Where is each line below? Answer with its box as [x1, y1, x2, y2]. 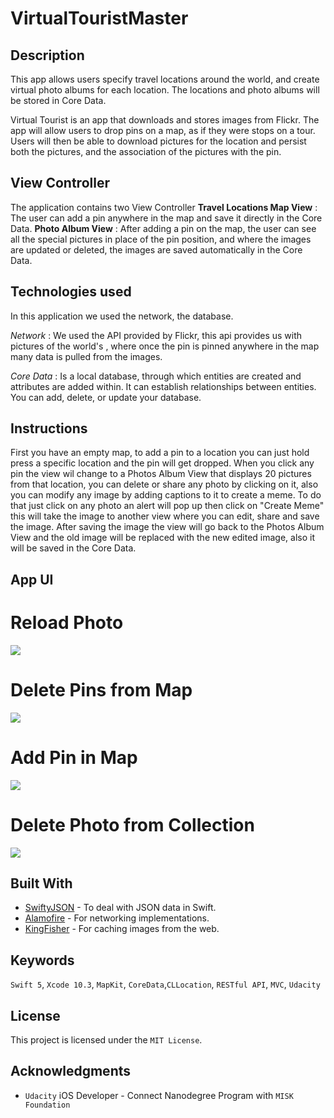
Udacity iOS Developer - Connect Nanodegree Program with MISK [24, 1089, 294, 1101]
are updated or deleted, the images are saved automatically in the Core [10, 243, 303, 256]
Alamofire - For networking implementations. [24, 912, 210, 924]
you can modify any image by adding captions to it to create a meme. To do [10, 489, 322, 501]
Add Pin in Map [10, 746, 138, 769]
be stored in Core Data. [10, 95, 107, 106]
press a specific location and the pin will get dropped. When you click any [10, 457, 315, 469]
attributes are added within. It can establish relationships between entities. [10, 380, 317, 392]
